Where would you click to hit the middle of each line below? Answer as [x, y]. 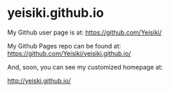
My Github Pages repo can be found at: [64, 46]
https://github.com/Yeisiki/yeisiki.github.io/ [69, 53]
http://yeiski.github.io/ [39, 80]
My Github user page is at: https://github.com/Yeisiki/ [85, 32]
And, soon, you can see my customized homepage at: [85, 67]
